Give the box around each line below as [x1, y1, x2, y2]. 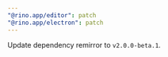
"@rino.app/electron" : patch [7, 19, 104, 27]
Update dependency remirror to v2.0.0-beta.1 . [7, 40, 162, 49]
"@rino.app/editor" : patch [7, 11, 97, 20]
